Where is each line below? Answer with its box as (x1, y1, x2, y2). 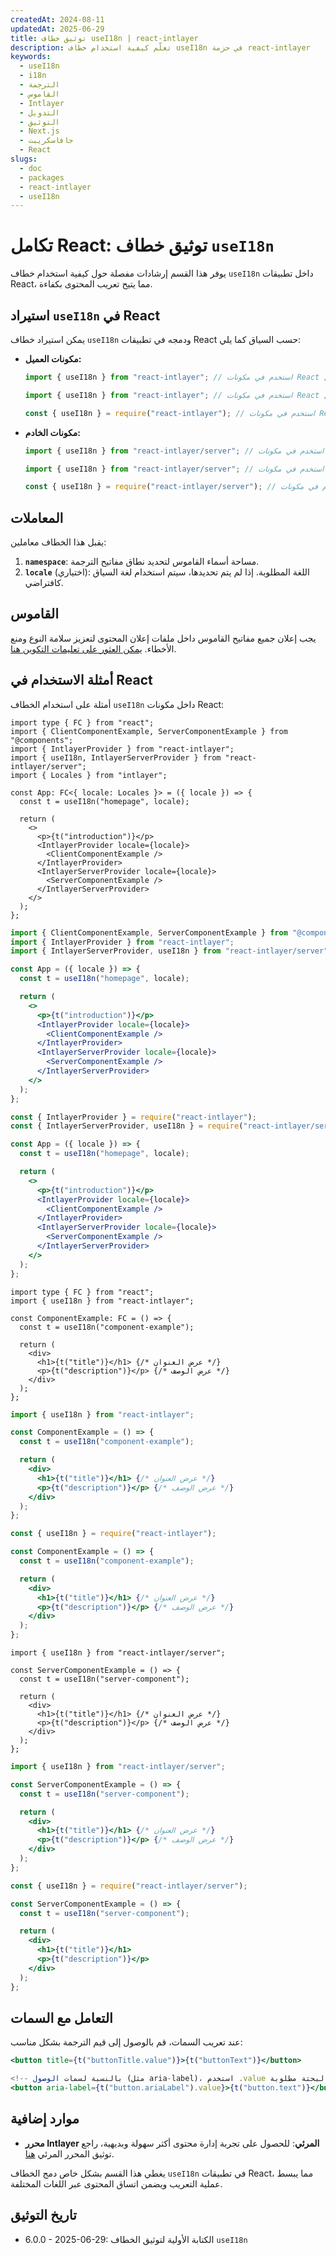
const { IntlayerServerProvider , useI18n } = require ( (10, 1121, 244, 1131)
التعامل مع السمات (10, 2009, 113, 2026)
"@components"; (10, 735, 74, 745)
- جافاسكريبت (19, 136, 74, 146)
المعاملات (10, 509, 64, 526)
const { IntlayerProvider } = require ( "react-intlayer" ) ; (10, 1112, 257, 1122)
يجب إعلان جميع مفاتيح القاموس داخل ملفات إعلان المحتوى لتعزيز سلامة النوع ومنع (10, 632, 317, 644)
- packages (19, 172, 65, 183)
